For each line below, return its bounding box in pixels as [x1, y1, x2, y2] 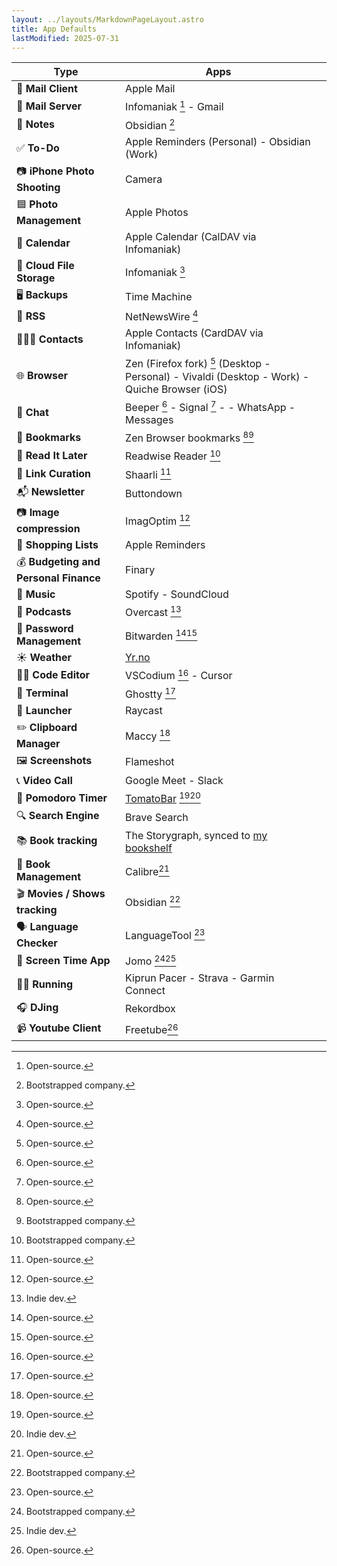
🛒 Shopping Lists [16, 538, 99, 551]
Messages [125, 413, 174, 427]
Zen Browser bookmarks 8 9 [125, 429, 254, 445]
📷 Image [16, 506, 60, 519]
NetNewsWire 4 [125, 308, 199, 324]
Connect [125, 983, 166, 997]
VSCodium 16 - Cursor [125, 667, 233, 683]
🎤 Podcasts [16, 604, 72, 618]
